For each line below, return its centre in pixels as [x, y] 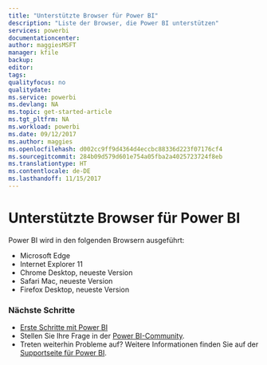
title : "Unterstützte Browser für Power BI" [83, 16]
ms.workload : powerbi [44, 127]
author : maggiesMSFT [43, 45]
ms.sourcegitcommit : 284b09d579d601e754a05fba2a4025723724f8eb [116, 156]
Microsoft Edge [45, 255]
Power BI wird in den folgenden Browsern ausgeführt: [96, 240]
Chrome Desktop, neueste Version [76, 273]
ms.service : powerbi [43, 97]
